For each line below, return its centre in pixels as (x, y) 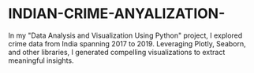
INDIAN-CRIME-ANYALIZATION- (117, 14)
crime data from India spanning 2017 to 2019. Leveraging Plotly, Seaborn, (127, 43)
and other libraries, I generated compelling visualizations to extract (117, 52)
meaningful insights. (41, 60)
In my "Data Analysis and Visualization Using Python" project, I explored (125, 35)
